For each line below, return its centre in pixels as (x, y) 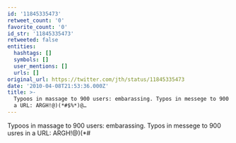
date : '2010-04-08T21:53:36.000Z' (58, 86)
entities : (22, 46)
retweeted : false (33, 40)
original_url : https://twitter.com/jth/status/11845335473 (96, 79)
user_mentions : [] (41, 66)
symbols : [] (31, 60)
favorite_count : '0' (38, 27)
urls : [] (26, 73)
